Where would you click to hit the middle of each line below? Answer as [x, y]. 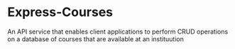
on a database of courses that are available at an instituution [96, 38]
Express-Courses [60, 12]
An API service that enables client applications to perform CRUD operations [118, 31]
